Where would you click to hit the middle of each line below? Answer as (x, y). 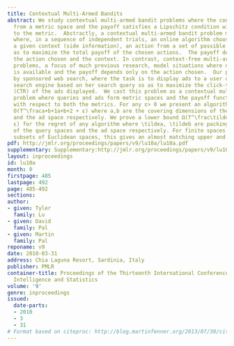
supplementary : (29, 150)
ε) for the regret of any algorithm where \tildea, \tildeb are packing (121, 124)
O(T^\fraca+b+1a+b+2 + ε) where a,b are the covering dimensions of (115, 111)
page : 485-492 (28, 189)
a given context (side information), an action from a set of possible (120, 46)
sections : (22, 195)
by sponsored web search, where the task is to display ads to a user (118, 78)
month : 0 (20, 169)
